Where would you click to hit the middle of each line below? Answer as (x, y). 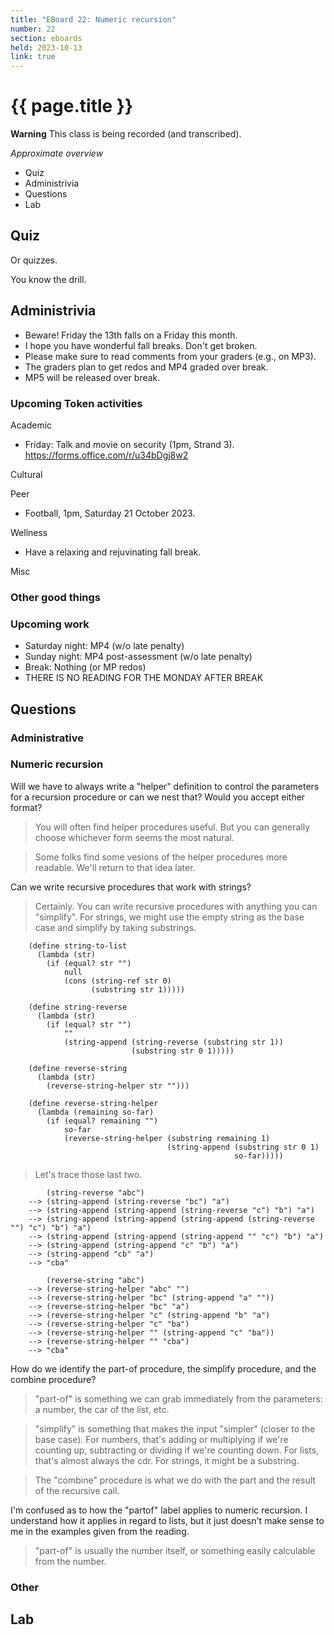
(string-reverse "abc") (95, 1192)
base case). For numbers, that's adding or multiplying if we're (161, 1439)
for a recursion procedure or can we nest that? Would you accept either (158, 797)
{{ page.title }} (72, 106)
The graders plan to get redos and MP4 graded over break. (146, 367)
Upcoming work (50, 624)
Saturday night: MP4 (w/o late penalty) (104, 646)
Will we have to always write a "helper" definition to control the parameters (165, 786)
